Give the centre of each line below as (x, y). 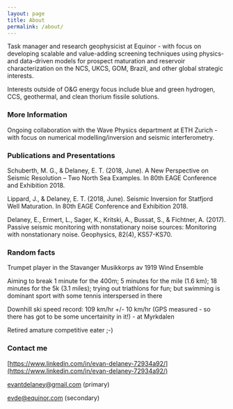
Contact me (27, 348)
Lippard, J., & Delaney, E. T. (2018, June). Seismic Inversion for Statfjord (110, 198)
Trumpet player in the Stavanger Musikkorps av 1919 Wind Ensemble (105, 268)
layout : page (26, 14)
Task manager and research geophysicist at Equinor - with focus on (104, 47)
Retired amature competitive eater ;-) (60, 330)
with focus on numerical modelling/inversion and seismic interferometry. (111, 137)
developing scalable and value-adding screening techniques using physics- (116, 54)
